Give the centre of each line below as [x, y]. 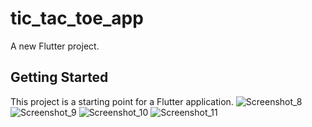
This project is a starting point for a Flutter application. [122, 101]
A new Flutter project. [55, 46]
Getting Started [59, 77]
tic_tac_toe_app [77, 18]
